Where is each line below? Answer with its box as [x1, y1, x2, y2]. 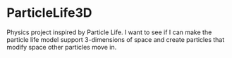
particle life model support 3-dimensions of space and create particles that [6, 35, 225, 43]
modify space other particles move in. [6, 43, 117, 51]
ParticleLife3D [6, 5, 92, 21]
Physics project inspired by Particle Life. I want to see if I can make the [6, 28, 212, 36]
